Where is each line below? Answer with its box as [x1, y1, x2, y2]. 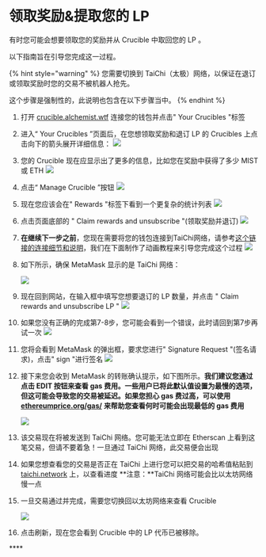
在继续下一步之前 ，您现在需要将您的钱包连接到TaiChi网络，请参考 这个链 [20, 233, 256, 242]
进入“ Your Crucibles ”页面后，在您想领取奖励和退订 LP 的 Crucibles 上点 [20, 128, 258, 139]
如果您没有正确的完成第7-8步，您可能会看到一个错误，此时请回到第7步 [20, 318, 252, 327]
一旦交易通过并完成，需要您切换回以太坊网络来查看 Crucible [20, 496, 217, 505]
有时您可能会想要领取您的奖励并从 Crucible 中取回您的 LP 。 [9, 35, 205, 44]
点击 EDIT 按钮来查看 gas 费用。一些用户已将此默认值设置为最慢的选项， [20, 381, 256, 391]
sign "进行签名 [55, 354, 104, 364]
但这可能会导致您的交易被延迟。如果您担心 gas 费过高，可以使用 [20, 391, 231, 400]
